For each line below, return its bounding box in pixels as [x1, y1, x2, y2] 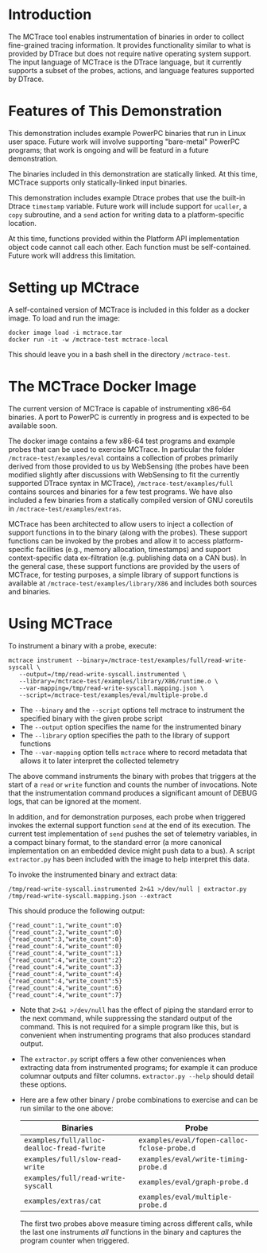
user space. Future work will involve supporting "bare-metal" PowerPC [8, 137, 241, 146]
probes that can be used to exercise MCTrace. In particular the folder [8, 444, 235, 454]
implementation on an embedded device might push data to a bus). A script [8, 846, 256, 855]
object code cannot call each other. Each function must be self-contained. [8, 242, 252, 251]
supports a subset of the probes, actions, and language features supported [8, 65, 254, 75]
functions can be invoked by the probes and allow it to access [8, 535, 211, 546]
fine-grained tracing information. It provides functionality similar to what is [8, 40, 252, 49]
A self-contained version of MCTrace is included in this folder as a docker [8, 305, 250, 314]
